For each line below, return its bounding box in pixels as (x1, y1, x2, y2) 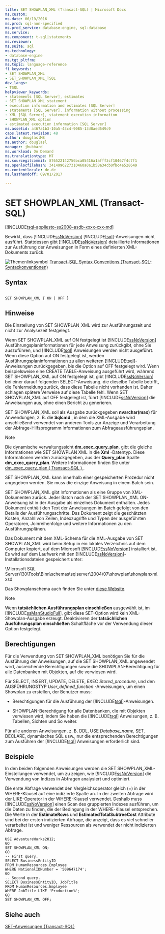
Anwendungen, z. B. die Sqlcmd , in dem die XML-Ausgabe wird (5, 414, 135, 420)
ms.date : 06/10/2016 (5, 16, 48, 21)
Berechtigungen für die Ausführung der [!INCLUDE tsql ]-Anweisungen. (12, 698, 155, 704)
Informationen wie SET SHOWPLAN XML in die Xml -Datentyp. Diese (5, 449, 145, 455)
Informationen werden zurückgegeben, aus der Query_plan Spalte (5, 454, 140, 460)
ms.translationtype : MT (5, 154, 54, 158)
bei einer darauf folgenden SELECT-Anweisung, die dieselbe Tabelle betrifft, (5, 378, 160, 384)
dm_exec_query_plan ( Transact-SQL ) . (5, 465, 85, 470)
